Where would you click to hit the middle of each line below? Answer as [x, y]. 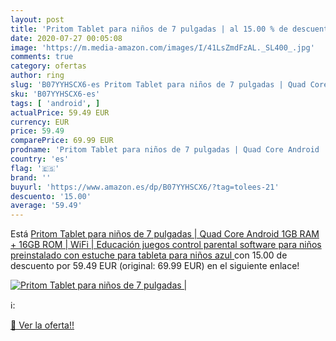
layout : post [37, 19]
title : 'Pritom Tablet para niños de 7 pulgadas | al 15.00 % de [149, 29]
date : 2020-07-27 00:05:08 [66, 38]
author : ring [37, 76]
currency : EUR [40, 122]
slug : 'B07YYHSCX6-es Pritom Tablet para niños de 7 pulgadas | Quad [158, 85]
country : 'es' [40, 159]
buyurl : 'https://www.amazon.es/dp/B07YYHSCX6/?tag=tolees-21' [145, 187]
